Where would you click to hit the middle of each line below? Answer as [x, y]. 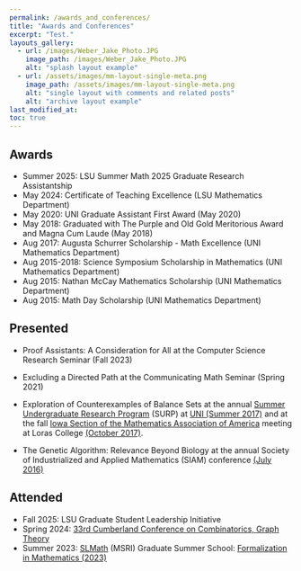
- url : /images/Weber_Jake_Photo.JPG [88, 51]
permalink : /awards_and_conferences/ [80, 18]
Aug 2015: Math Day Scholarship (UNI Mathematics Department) [142, 300]
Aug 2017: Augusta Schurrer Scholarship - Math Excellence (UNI [142, 243]
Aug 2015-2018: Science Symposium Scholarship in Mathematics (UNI [152, 262]
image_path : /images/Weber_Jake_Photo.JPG [106, 59]
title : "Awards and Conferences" [72, 26]
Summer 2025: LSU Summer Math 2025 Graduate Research [133, 175]
